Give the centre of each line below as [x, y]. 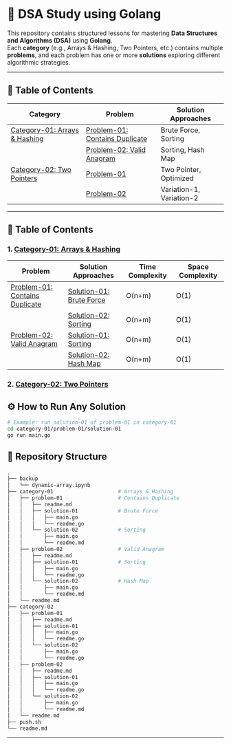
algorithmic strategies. [39, 62]
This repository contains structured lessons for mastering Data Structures [112, 33]
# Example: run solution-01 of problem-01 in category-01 [92, 422]
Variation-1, [180, 189]
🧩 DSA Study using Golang [84, 14]
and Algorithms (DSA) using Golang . [60, 40]
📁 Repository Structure [57, 457]
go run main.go [29, 435]
